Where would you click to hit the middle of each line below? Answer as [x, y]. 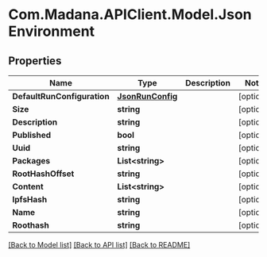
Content [28, 186]
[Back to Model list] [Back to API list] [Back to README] [99, 245]
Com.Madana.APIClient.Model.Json [130, 15]
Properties [35, 61]
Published [32, 135]
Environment [52, 31]
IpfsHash [30, 199]
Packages [31, 161]
